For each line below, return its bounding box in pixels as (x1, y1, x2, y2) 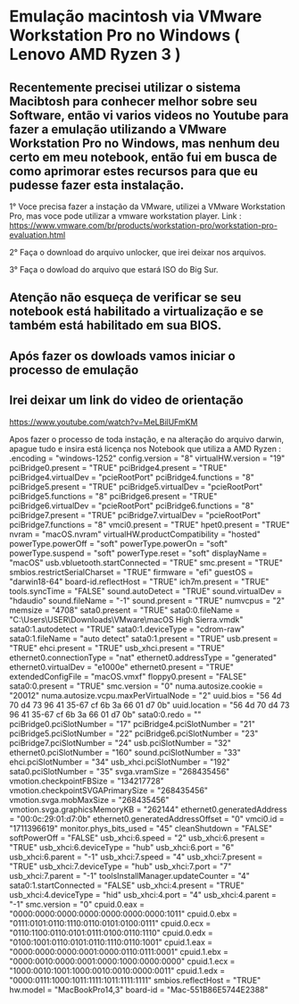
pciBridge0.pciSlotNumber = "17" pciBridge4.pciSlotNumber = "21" (9, 718, 256, 729)
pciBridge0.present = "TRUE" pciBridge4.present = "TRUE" (9, 462, 228, 473)
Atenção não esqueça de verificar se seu (9, 290, 242, 305)
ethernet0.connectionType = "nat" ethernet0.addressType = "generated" (9, 652, 277, 663)
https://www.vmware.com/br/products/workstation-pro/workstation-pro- (9, 221, 278, 230)
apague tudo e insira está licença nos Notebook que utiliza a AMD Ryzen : (9, 443, 281, 454)
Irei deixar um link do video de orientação (9, 393, 244, 408)
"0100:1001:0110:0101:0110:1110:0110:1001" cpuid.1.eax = (9, 936, 212, 948)
